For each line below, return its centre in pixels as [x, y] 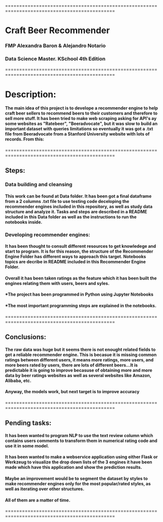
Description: [31, 94]
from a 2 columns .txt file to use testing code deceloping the [67, 201]
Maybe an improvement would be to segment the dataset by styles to [76, 478]
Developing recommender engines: [48, 235]
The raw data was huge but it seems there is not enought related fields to [80, 349]
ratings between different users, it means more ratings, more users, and [79, 360]
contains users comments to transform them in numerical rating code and [81, 441]
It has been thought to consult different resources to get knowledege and [81, 246]
